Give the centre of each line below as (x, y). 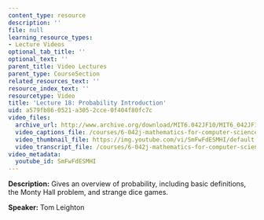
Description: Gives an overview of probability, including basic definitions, (127, 184)
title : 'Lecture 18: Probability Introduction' (88, 103)
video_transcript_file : (54, 147)
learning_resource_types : (50, 37)
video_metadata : (35, 154)
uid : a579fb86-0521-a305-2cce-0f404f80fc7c (81, 111)
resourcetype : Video (42, 96)
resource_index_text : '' (49, 88)
